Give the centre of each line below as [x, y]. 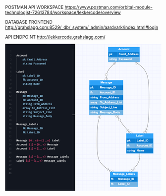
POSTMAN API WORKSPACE [34, 7]
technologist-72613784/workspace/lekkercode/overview [63, 12]
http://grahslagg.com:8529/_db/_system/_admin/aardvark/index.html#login [82, 27]
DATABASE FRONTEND [29, 22]
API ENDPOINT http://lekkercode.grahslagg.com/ [55, 37]
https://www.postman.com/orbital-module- [109, 7]
